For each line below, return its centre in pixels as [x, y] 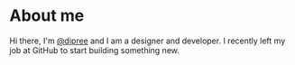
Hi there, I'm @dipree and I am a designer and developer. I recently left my [147, 41]
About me [47, 16]
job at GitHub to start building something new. [95, 50]
